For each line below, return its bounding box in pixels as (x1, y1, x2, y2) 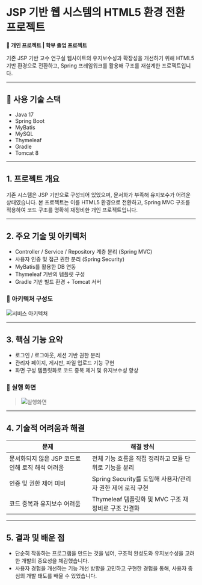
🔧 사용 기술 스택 (6, 95, 61, 105)
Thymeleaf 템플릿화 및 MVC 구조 (92, 495, 182, 503)
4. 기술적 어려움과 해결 (6, 423, 85, 434)
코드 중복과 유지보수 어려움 (9, 499, 81, 508)
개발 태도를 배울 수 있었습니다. (26, 572, 97, 580)
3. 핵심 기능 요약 (6, 335, 63, 345)
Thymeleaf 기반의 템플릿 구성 (14, 271, 85, 278)
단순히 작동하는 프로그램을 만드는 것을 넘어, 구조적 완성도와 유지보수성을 (14, 549, 184, 557)
